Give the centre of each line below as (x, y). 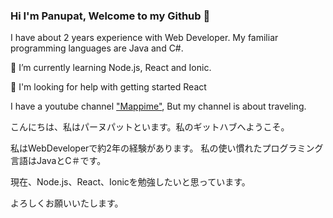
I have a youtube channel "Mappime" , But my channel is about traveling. (158, 106)
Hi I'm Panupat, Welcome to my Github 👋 (110, 16)
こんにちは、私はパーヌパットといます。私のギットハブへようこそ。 (150, 127)
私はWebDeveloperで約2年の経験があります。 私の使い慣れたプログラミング (167, 148)
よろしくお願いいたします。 (67, 203)
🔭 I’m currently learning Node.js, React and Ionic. (111, 68)
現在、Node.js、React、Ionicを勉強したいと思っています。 (130, 182)
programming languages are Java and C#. (97, 48)
